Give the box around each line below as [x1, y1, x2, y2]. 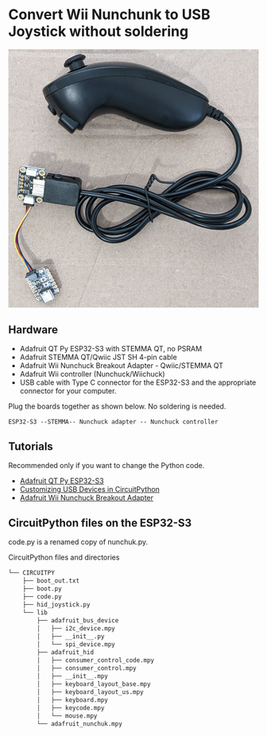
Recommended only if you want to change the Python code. [8, 461, 205, 471]
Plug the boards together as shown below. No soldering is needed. [8, 401, 226, 411]
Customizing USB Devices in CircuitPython [19, 485, 161, 494]
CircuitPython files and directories [8, 552, 120, 562]
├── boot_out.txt [22, 577, 80, 585]
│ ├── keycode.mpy [37, 704, 105, 712]
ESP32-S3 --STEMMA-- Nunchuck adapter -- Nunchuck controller [8, 418, 219, 426]
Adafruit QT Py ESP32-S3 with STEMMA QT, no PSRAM [19, 344, 203, 354]
